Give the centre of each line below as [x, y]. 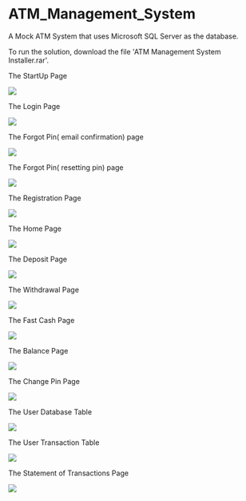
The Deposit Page [38, 259]
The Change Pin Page [44, 381]
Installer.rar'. [29, 60]
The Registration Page [45, 198]
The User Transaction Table [54, 442]
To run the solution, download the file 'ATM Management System [115, 51]
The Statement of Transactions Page [69, 473]
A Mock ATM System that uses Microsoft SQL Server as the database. [123, 36]
